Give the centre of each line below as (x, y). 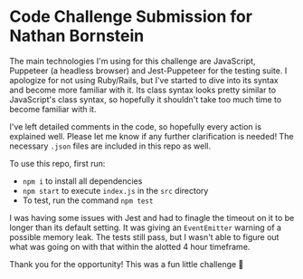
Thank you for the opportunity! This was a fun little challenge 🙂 (127, 264)
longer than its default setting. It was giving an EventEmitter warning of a (146, 227)
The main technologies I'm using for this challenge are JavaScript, (133, 61)
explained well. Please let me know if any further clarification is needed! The (151, 136)
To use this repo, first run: (57, 163)
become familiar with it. (53, 109)
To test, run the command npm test (88, 200)
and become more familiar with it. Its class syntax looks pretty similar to (143, 90)
